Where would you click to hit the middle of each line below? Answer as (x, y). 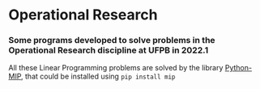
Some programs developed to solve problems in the (112, 40)
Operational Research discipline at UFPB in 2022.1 (109, 50)
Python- (239, 68)
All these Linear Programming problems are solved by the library (116, 68)
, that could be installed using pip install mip (98, 76)
